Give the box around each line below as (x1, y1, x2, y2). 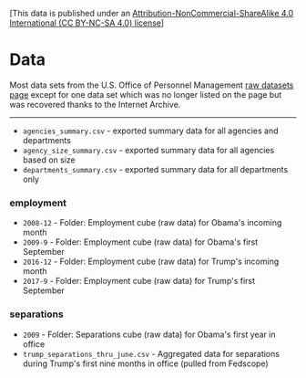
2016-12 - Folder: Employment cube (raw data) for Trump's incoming (22, 256, 280, 268)
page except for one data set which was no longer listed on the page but (9, 89, 282, 100)
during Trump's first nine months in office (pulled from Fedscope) (22, 358, 269, 369)
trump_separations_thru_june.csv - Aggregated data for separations (22, 348, 280, 359)
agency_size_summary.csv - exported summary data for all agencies (22, 144, 275, 155)
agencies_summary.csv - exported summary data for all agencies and (22, 125, 280, 136)
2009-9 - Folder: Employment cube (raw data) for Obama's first (22, 236, 259, 247)
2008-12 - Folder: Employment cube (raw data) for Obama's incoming (22, 217, 282, 228)
